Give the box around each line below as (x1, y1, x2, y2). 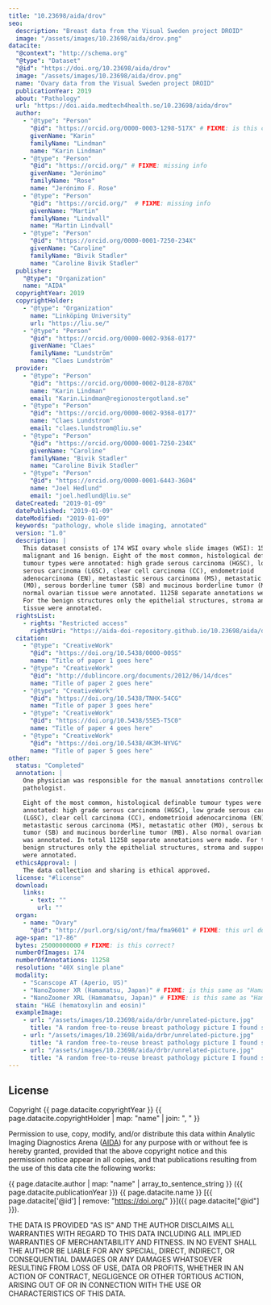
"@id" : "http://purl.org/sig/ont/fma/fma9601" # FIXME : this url (29, 926, 254, 934)
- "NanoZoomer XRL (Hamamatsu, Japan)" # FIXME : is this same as (23, 994, 248, 1002)
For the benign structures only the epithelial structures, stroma (23, 597, 254, 605)
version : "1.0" (15, 529, 67, 537)
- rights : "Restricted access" (23, 619, 128, 627)
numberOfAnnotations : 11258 (15, 957, 110, 965)
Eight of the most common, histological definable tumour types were (23, 798, 262, 807)
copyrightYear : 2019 (15, 290, 85, 298)
